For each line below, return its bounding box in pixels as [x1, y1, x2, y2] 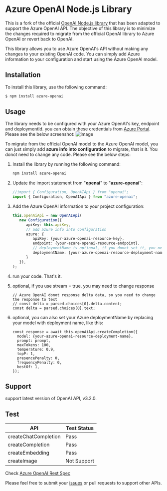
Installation [5, 71, 41, 79]
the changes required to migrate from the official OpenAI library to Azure [5, 30, 155, 36]
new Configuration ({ [19, 217, 62, 223]
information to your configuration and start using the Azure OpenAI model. [5, 56, 158, 62]
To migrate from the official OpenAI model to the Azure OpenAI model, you [5, 141, 159, 147]
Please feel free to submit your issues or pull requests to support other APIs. [5, 480, 162, 486]
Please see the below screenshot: [5, 131, 75, 137]
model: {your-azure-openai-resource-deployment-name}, [17, 334, 134, 339]
